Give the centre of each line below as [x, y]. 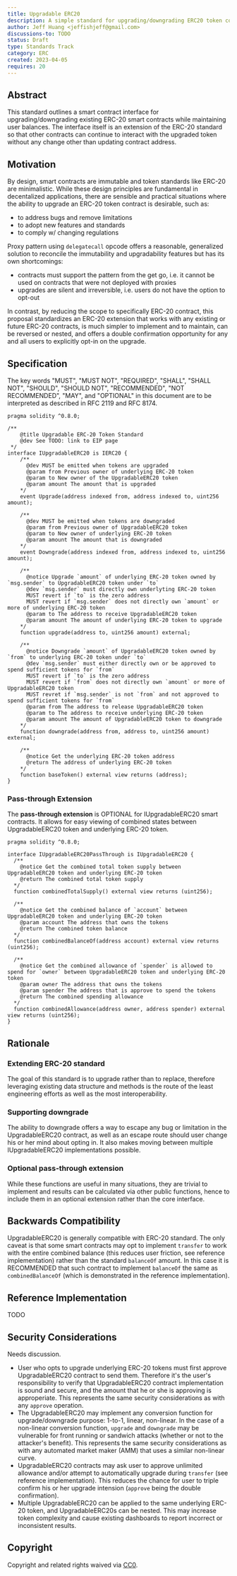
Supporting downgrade [48, 1112]
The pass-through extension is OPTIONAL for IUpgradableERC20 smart [113, 815]
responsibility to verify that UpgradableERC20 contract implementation [121, 1383]
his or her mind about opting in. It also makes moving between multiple [110, 1143]
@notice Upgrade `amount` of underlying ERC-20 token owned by [121, 577]
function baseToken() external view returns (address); [104, 775]
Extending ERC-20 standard [56, 1063]
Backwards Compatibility [64, 1221]
